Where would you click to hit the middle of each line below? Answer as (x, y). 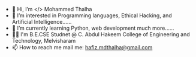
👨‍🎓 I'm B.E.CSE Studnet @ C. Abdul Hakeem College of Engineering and (101, 34)
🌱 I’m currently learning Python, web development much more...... (93, 28)
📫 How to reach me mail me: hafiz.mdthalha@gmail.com (82, 47)
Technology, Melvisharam (44, 41)
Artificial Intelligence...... (42, 22)
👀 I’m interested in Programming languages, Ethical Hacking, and (92, 15)
